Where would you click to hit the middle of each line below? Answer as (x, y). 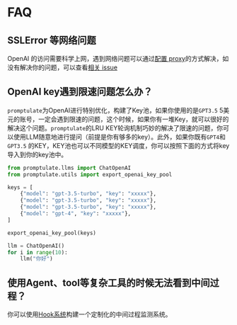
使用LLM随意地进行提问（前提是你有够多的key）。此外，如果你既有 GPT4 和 (120, 137)
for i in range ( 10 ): (38, 252)
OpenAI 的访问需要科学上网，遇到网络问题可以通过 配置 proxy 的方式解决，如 (118, 58)
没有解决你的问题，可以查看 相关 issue (63, 67)
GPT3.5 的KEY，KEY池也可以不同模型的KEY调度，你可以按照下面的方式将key (118, 145)
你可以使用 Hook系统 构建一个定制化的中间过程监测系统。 (89, 314)
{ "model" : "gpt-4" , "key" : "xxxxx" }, (76, 214)
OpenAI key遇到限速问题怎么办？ (80, 92)
